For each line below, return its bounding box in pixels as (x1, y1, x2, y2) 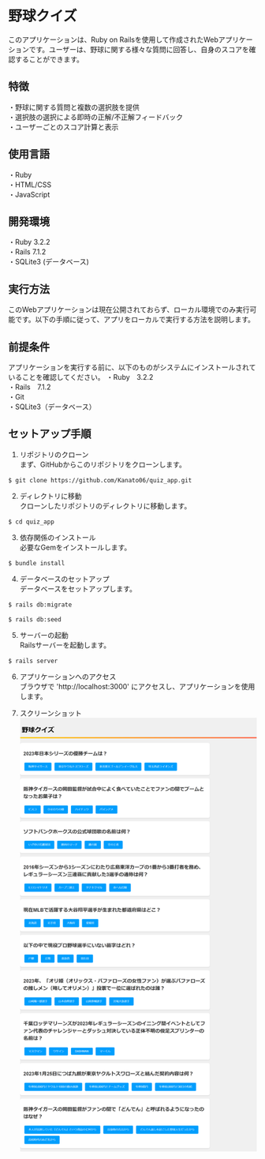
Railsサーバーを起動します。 (19, 640, 111, 650)
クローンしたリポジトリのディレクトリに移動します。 (19, 501, 192, 510)
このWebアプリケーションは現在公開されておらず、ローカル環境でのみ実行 (8, 305, 250, 314)
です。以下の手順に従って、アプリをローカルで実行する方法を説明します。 (14, 315, 255, 324)
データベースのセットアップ (19, 574, 110, 583)
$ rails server (8, 657, 58, 665)
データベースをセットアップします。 (19, 583, 136, 593)
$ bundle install (8, 559, 65, 567)
